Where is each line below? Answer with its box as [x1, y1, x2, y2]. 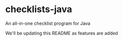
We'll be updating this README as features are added [5, 30, 118, 36]
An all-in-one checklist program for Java [5, 20, 91, 26]
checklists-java [5, 4, 72, 15]
